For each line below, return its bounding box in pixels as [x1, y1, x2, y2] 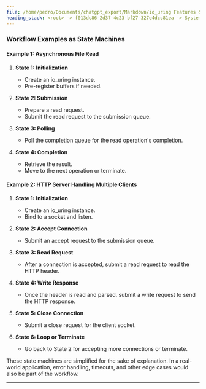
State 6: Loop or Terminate [15, 333, 85, 340]
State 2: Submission [15, 94, 68, 101]
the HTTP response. [24, 297, 75, 305]
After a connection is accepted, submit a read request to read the [24, 261, 190, 268]
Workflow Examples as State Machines [6, 35, 125, 44]
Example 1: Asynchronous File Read [6, 50, 99, 58]
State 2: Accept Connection [15, 225, 88, 232]
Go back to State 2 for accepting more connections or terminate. [24, 345, 188, 352]
